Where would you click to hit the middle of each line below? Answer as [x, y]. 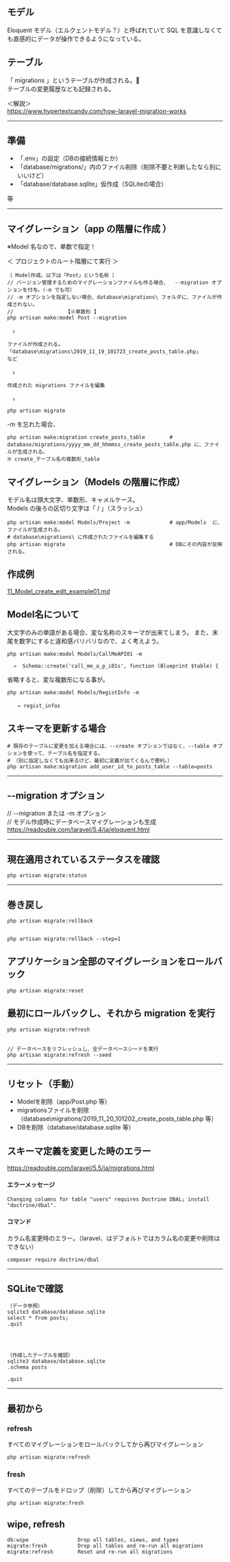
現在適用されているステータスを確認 [84, 859]
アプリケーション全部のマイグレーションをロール [110, 962]
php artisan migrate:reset [46, 990]
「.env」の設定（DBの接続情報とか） [69, 158]
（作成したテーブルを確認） [40, 1356]
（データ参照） [25, 1306]
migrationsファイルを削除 [53, 1110]
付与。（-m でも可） [51, 290]
